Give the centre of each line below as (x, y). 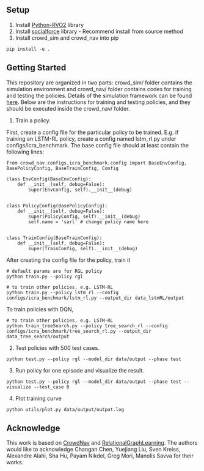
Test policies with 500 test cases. (57, 347)
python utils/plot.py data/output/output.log (65, 409)
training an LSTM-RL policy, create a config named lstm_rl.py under (91, 139)
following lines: (25, 152)
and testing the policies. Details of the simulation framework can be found (99, 95)
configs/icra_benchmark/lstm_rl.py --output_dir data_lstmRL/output (95, 298)
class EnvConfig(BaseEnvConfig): (49, 179)
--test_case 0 (51, 387)
